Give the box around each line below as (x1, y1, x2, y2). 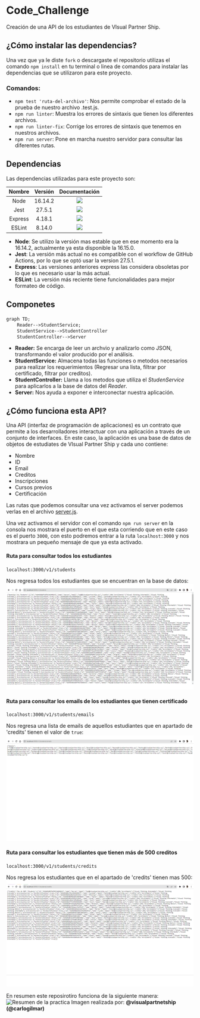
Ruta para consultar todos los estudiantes (6, 553, 112, 560)
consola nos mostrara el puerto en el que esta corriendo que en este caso (6, 526, 188, 533)
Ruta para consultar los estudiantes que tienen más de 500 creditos (6, 849, 177, 856)
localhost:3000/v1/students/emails (6, 712, 95, 718)
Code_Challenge (6, 4, 89, 17)
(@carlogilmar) (6, 1005, 45, 1012)
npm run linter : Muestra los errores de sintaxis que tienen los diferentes (14, 110, 193, 117)
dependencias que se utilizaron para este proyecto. (6, 69, 133, 76)
